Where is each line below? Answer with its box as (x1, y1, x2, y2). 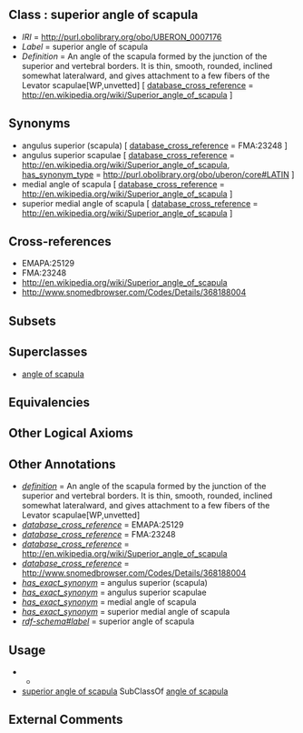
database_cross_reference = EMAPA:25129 (21, 519, 184, 530)
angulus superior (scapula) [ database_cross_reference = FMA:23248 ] (21, 140, 288, 151)
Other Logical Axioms (8, 426, 133, 441)
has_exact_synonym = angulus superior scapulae (21, 587, 207, 598)
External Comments (8, 712, 123, 728)
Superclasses (8, 345, 88, 360)
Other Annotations (8, 457, 116, 472)
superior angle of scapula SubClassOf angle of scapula (21, 686, 229, 697)
